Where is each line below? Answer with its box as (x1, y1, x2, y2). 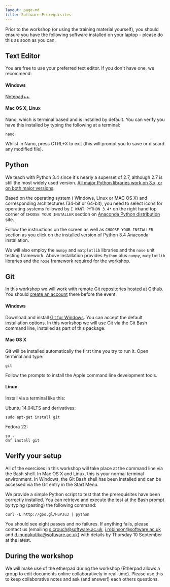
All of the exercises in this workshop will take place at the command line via (5, 465, 163, 471)
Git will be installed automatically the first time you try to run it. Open (5, 348, 149, 354)
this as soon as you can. (5, 37, 56, 43)
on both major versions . (5, 185, 55, 191)
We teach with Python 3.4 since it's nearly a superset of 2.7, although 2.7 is (5, 174, 163, 180)
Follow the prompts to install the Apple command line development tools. (5, 372, 157, 378)
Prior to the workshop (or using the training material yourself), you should (5, 26, 159, 32)
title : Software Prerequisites (5, 12, 72, 17)
